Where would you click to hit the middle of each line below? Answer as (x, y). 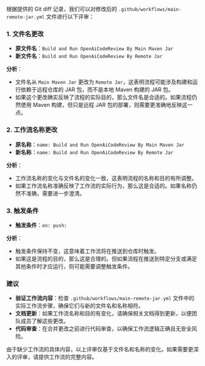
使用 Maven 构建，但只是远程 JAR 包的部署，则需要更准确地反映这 (104, 105)
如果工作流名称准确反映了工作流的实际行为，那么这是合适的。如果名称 (103, 186)
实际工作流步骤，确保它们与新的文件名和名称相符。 (79, 306)
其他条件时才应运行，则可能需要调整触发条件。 (74, 266)
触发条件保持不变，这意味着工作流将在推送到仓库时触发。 (87, 251)
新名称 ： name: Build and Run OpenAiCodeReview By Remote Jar (94, 152)
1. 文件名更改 (25, 34)
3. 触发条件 (23, 211)
